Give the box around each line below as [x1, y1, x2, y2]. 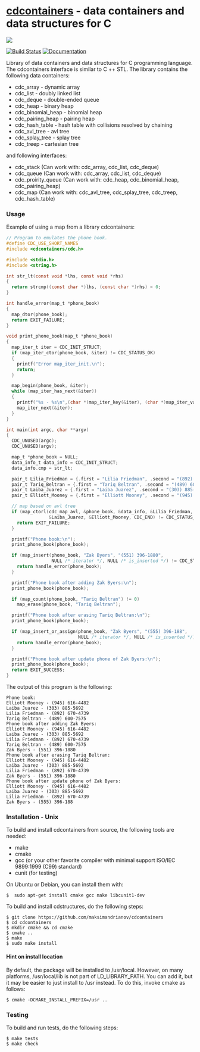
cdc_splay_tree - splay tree [14, 134, 81, 141]
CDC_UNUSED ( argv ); [11, 444, 58, 449]
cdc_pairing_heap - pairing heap [14, 115, 95, 122]
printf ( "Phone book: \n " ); [11, 536, 76, 542]
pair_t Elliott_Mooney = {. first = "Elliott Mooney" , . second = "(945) [11, 492, 193, 498]
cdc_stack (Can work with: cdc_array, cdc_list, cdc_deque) [14, 163, 160, 170]
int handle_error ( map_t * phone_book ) [6, 301, 100, 307]
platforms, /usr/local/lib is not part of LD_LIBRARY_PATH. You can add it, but [6, 972, 193, 980]
